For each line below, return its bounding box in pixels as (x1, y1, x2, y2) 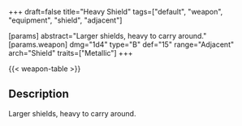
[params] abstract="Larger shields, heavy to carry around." (8, 31, 207, 40)
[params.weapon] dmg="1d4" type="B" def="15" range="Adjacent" (8, 40, 234, 49)
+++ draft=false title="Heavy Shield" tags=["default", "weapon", (8, 7, 223, 16)
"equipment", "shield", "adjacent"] (8, 15, 123, 25)
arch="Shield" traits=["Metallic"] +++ (8, 48, 133, 57)
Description (8, 87, 69, 101)
